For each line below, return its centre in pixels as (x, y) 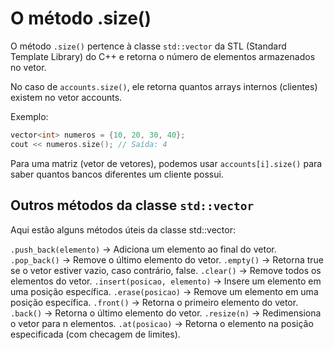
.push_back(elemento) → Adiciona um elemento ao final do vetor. (143, 249)
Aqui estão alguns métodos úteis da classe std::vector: (123, 229)
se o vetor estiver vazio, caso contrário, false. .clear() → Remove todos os (166, 270)
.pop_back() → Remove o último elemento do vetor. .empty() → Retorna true (167, 259)
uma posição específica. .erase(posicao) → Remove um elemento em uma (164, 291)
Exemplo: (29, 116)
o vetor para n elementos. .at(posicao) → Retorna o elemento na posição (162, 323)
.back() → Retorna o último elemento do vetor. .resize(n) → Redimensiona (166, 313)
